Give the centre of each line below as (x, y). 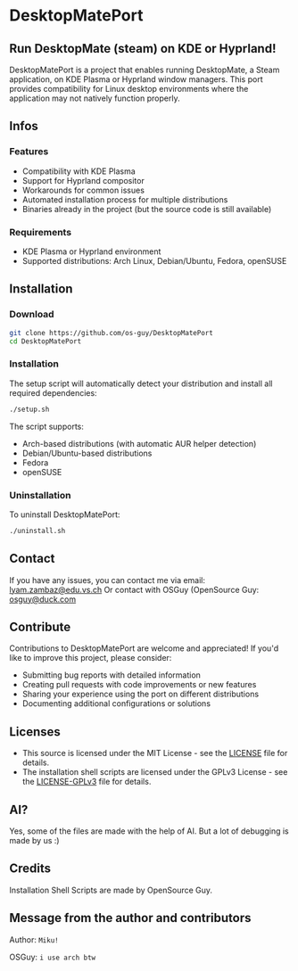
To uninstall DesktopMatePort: (65, 514)
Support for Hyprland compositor (83, 180)
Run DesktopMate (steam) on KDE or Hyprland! (143, 49)
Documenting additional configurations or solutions (116, 704)
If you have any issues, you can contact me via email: (108, 580)
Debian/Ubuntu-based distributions (87, 453)
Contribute (40, 626)
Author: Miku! (34, 939)
